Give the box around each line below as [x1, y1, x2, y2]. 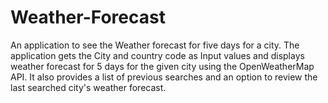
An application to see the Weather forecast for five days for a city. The [10, 39, 300, 51]
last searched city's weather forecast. [10, 81, 167, 93]
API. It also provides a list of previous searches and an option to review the [10, 71, 318, 83]
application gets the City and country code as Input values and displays [10, 49, 305, 61]
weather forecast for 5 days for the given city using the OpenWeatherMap [10, 60, 315, 72]
